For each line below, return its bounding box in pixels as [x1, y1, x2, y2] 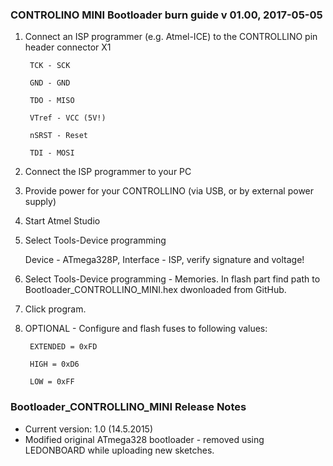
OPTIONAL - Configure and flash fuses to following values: [24, 323, 268, 335]
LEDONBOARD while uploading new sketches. [24, 444, 215, 456]
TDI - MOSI [29, 148, 75, 158]
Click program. [24, 303, 87, 315]
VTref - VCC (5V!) [29, 113, 107, 123]
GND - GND [29, 78, 71, 88]
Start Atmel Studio [24, 215, 101, 227]
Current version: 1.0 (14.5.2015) [24, 423, 154, 435]
